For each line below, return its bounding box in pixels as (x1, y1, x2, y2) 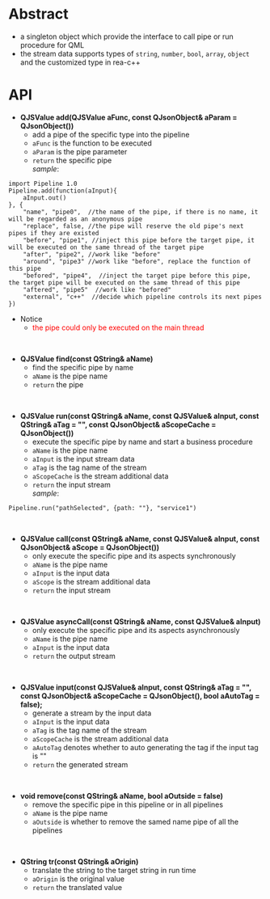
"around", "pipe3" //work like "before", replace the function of (23, 257, 251, 265)
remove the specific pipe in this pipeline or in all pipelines (32, 800, 224, 809)
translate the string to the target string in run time (32, 865, 196, 875)
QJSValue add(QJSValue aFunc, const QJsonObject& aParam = (19, 112, 238, 122)
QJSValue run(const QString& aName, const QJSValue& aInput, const (19, 411, 259, 420)
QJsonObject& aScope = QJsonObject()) (19, 542, 160, 552)
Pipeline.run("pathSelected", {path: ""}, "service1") (8, 504, 197, 512)
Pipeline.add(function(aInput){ (8, 187, 117, 195)
